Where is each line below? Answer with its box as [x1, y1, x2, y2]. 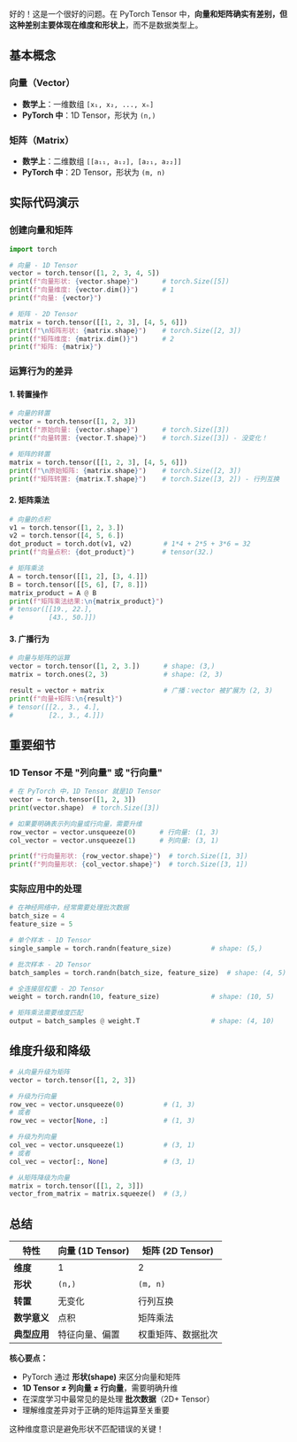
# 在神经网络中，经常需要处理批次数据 [9, 903, 130, 912]
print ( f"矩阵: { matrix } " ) [9, 343, 103, 352]
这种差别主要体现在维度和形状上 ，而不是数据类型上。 [9, 19, 203, 30]
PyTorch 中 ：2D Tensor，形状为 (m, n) [21, 167, 166, 177]
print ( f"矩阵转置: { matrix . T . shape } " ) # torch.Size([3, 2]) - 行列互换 [9, 474, 280, 484]
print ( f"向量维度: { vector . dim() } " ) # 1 [9, 285, 175, 295]
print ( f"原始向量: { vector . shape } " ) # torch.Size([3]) [9, 425, 230, 435]
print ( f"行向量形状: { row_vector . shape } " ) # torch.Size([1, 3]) [9, 852, 248, 861]
